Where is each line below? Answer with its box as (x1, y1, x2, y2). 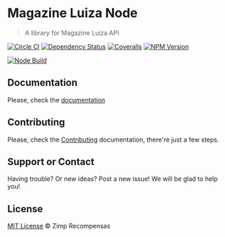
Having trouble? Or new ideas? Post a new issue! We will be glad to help (7, 174, 218, 183)
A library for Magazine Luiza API (24, 28, 119, 37)
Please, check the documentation (7, 95, 106, 104)
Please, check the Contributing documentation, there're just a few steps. (7, 135, 219, 144)
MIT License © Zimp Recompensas (7, 222, 111, 231)
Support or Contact (7, 155, 94, 168)
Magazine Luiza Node (7, 5, 138, 21)
